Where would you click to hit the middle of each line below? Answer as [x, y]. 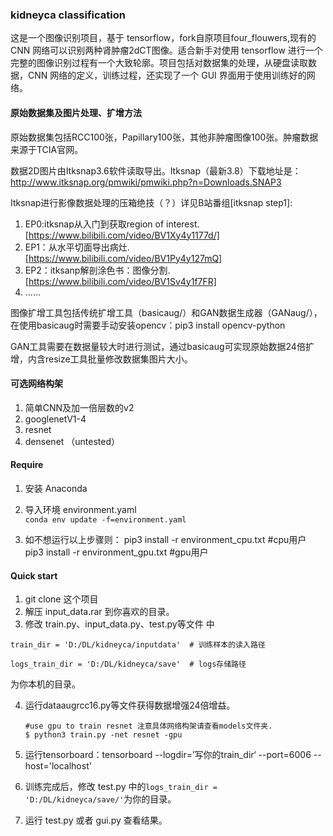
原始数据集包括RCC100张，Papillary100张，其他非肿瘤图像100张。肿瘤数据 [164, 137]
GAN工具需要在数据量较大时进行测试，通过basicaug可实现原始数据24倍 [158, 346]
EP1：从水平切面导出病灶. [77, 247]
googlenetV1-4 [55, 419]
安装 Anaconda [56, 488]
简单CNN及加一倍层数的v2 [79, 407]
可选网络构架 [36, 384]
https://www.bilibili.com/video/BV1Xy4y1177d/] [124, 235]
